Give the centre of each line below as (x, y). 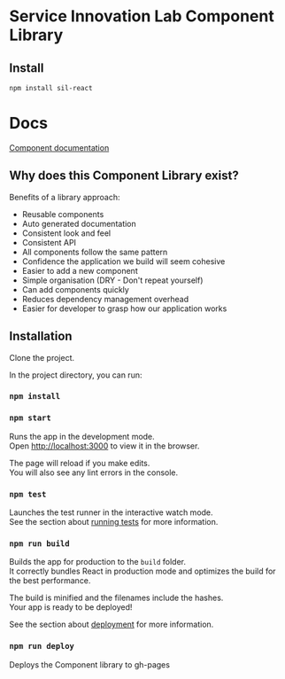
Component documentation (59, 147)
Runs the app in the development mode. (82, 436)
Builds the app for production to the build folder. (98, 562)
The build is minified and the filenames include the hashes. (116, 598)
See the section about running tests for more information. (114, 522)
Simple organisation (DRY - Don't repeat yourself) (112, 280)
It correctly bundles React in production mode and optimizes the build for (142, 571)
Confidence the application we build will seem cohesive (123, 261)
